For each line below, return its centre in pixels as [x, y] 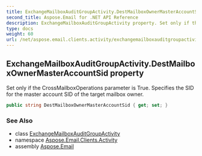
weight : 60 [20, 34]
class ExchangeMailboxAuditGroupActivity [67, 133]
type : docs [20, 28]
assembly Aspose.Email [44, 146]
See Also [20, 121]
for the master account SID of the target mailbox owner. [75, 94]
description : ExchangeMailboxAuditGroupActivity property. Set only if [98, 23]
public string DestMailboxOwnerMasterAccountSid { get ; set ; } [87, 105]
